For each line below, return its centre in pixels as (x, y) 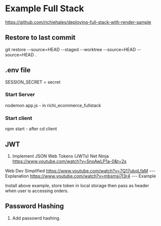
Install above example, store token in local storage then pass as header (77, 185)
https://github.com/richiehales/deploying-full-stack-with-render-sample (78, 22)
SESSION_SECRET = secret (33, 82)
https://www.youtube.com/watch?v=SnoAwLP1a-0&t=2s (69, 161)
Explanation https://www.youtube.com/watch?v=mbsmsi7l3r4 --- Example (80, 176)
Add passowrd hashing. (36, 218)
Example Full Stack (45, 9)
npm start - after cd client (31, 129)
